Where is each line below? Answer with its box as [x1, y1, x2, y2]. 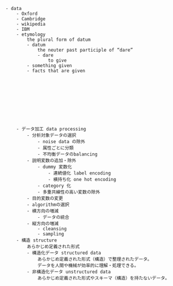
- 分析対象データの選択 [27, 132, 76, 138]
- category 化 [37, 183, 72, 189]
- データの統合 [37, 214, 69, 220]
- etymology [16, 31, 46, 37]
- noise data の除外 [37, 139, 85, 145]
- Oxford [16, 11, 38, 17]
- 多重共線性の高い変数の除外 [37, 189, 100, 195]
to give [47, 58, 67, 63]
